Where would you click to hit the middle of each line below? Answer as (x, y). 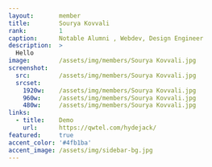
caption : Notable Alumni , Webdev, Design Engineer (106, 38)
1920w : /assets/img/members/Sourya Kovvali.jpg (110, 90)
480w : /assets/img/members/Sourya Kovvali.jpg (110, 105)
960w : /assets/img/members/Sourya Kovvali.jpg (110, 98)
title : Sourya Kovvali (59, 23)
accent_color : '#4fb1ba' (50, 143)
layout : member (45, 16)
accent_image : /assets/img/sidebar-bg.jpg (81, 150)
